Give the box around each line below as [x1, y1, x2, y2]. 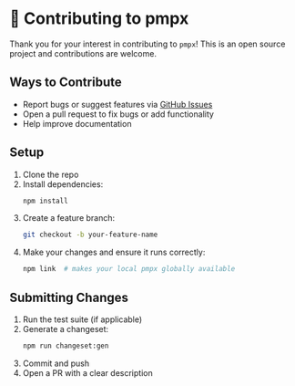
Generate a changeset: [22, 324, 109, 334]
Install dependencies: [22, 178, 104, 190]
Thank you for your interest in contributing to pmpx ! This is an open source [9, 38, 286, 49]
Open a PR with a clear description [22, 367, 153, 378]
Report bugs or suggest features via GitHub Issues [22, 99, 213, 110]
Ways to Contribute [9, 75, 122, 90]
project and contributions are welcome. [9, 47, 158, 58]
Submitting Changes [9, 289, 129, 305]
